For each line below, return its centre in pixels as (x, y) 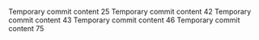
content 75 (26, 28)
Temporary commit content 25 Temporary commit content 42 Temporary (130, 12)
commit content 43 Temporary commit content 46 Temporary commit (124, 20)
